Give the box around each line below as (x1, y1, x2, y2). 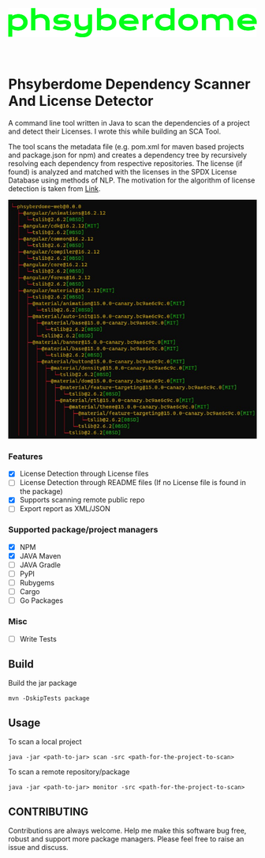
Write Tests (19, 634, 57, 643)
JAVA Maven (19, 551, 62, 560)
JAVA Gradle (19, 560, 62, 570)
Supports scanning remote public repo (19, 495, 145, 505)
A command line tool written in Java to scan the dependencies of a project (8, 118, 250, 127)
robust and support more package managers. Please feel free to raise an (8, 834, 244, 844)
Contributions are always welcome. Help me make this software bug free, (8, 826, 247, 836)
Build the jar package (8, 679, 77, 688)
